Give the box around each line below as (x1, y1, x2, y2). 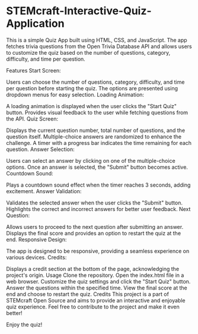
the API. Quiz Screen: (6, 115, 58, 122)
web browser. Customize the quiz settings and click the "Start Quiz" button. (6, 278, 191, 285)
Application (6, 17, 65, 30)
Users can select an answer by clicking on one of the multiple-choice (6, 157, 176, 164)
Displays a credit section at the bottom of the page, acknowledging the (6, 265, 180, 272)
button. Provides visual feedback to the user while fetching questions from (6, 109, 189, 116)
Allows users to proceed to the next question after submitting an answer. (6, 223, 184, 230)
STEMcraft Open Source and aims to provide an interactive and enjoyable (6, 297, 186, 304)
